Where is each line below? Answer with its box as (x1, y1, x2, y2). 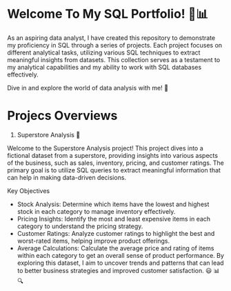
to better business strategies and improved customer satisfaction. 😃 (17, 266, 212, 274)
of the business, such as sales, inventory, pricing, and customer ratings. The (7, 159, 224, 167)
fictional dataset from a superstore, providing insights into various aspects (7, 151, 219, 159)
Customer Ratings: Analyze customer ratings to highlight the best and (17, 229, 215, 237)
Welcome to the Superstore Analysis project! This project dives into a (7, 143, 203, 152)
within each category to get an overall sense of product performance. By (17, 251, 224, 259)
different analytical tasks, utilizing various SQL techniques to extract (7, 48, 201, 57)
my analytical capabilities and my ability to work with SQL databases (7, 63, 202, 71)
